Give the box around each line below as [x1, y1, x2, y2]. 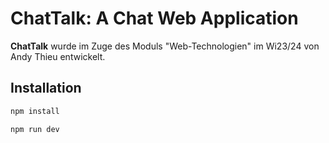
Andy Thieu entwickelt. [10, 50, 106, 62]
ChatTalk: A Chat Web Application [10, 7, 299, 30]
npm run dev [10, 124, 60, 134]
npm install [10, 106, 60, 116]
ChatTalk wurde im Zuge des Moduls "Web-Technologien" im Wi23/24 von [10, 40, 320, 52]
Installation [10, 80, 82, 97]
